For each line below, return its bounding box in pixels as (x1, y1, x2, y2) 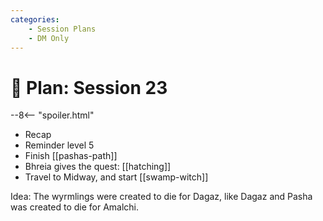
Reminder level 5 (24, 139, 95, 151)
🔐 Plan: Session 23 (10, 76, 168, 99)
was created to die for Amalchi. (10, 201, 140, 213)
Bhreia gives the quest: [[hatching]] (24, 161, 172, 173)
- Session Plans (28, 24, 97, 34)
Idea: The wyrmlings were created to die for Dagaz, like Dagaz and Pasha (10, 191, 313, 203)
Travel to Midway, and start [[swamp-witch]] (24, 171, 209, 183)
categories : (10, 14, 60, 25)
